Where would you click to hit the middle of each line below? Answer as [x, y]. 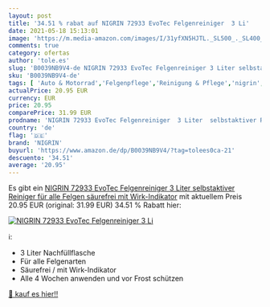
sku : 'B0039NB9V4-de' [45, 76]
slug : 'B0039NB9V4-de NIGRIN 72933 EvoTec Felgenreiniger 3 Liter [122, 68]
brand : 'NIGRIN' [35, 143]
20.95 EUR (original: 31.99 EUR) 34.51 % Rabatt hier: [95, 205]
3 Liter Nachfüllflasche [57, 253]
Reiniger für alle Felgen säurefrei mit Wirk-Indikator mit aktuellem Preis [125, 197]
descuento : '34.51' [41, 158]
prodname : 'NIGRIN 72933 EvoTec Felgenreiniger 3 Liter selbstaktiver [133, 121]
